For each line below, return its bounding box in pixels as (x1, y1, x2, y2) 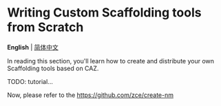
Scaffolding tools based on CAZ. (7, 64, 99, 72)
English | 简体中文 (7, 43, 59, 51)
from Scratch (7, 19, 84, 35)
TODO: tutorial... (7, 77, 53, 85)
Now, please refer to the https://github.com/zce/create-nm (7, 91, 174, 99)
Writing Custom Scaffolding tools (7, 5, 202, 21)
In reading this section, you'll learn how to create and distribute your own (7, 56, 215, 65)
